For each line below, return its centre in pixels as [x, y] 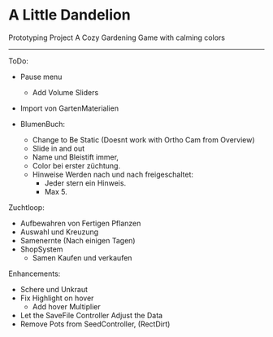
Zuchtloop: [26, 207]
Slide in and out [58, 148]
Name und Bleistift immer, [76, 157]
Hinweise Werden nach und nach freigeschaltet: [113, 174]
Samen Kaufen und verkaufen [82, 257]
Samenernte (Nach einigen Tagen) [78, 240]
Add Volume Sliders [65, 92]
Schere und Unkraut [54, 289]
